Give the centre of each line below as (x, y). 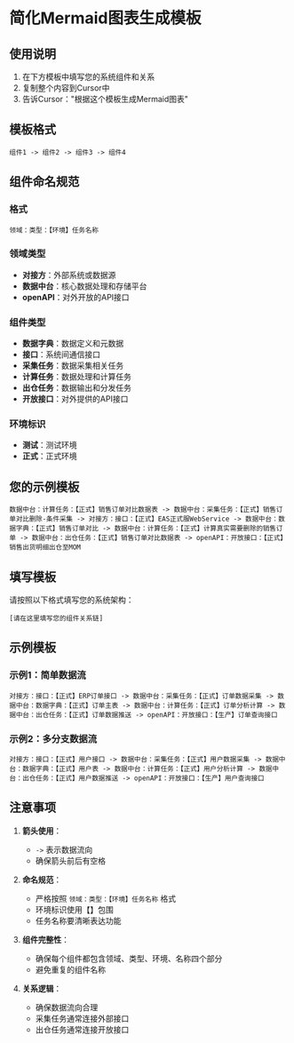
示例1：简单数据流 (48, 675)
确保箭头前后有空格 (71, 860)
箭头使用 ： (42, 831)
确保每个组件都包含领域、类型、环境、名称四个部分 (129, 958)
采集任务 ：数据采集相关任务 (73, 366)
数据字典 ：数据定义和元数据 (73, 344)
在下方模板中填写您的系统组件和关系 (88, 77)
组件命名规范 (44, 182)
